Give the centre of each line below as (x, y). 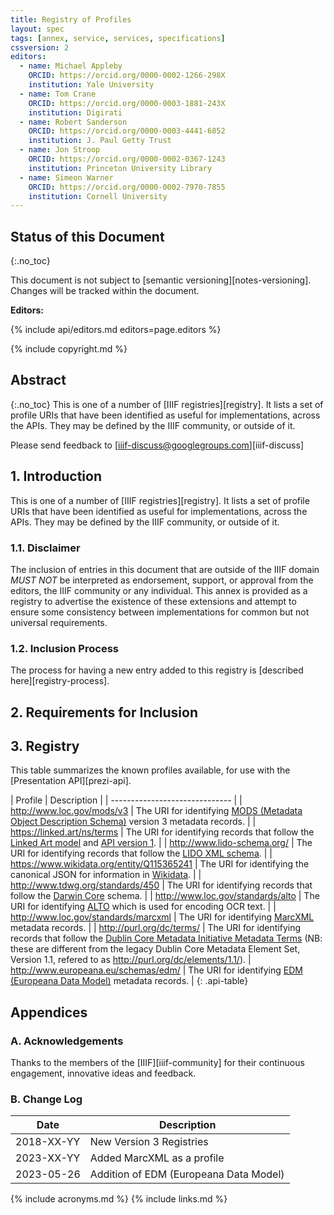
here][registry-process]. (60, 681)
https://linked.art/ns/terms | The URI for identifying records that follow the (162, 832)
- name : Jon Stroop (60, 150)
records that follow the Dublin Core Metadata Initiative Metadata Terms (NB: (166, 938)
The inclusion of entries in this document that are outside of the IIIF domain (165, 569)
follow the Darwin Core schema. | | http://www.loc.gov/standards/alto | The (165, 896)
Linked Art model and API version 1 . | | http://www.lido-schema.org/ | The (161, 843)
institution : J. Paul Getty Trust (100, 141)
